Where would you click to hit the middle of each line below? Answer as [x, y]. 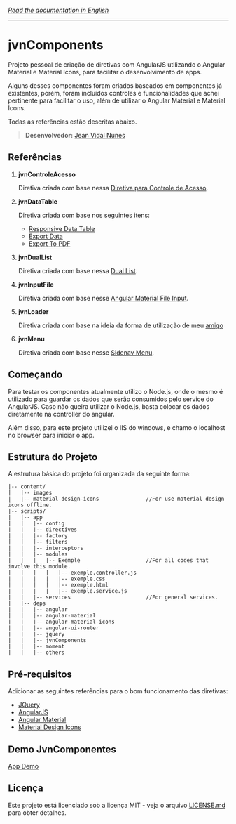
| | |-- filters [38, 542]
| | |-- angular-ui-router [54, 628]
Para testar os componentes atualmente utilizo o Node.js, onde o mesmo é [116, 391]
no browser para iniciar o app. [51, 435]
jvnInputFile [36, 285]
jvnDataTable [38, 201]
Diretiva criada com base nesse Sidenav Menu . [86, 352]
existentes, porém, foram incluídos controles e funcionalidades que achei [114, 93]
